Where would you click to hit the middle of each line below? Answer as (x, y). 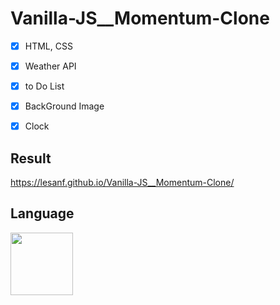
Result (31, 158)
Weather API (50, 66)
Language (42, 213)
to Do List (44, 86)
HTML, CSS (48, 46)
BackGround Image (64, 106)
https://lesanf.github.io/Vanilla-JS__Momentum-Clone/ (122, 183)
